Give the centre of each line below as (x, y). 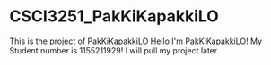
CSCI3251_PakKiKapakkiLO (114, 16)
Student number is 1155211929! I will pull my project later (114, 50)
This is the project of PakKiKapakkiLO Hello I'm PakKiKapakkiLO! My (136, 41)
